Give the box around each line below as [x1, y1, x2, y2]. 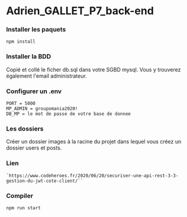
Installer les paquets [6, 25, 66, 34]
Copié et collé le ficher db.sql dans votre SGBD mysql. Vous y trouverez [6, 66, 181, 73]
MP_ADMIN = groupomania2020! [6, 106, 78, 112]
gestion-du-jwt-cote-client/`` [6, 178, 83, 184]
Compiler [6, 192, 34, 200]
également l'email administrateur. [6, 72, 87, 79]
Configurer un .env [6, 87, 62, 95]
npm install [6, 39, 36, 45]
